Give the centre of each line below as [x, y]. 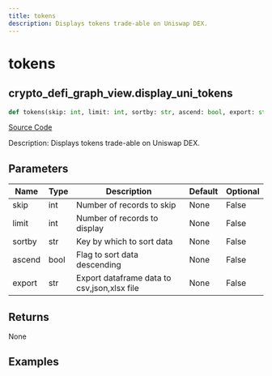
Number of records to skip [126, 205]
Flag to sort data [108, 254]
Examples [34, 362]
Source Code [30, 127]
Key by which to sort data [125, 241]
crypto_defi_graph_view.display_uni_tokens [121, 94]
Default [204, 191]
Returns [29, 317]
